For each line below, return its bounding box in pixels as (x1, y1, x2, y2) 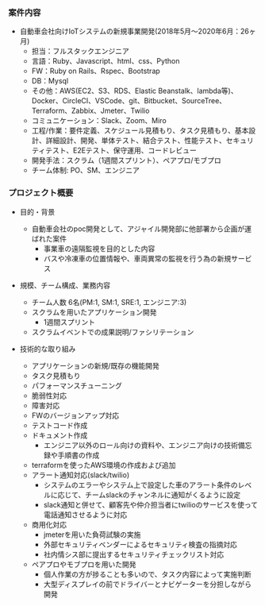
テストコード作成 (31, 420, 88, 430)
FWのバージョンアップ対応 (31, 411, 120, 420)
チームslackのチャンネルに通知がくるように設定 (84, 490, 240, 500)
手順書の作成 (57, 450, 100, 460)
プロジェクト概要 (8, 187, 74, 199)
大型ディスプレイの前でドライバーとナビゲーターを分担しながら (43, 579, 252, 589)
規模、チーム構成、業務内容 (19, 280, 111, 290)
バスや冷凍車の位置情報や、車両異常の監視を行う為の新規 (43, 253, 232, 263)
